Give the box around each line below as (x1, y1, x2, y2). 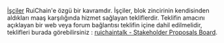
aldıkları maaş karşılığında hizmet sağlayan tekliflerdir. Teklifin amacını (7, 14, 205, 22)
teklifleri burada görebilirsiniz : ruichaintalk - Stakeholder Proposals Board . (7, 28, 218, 36)
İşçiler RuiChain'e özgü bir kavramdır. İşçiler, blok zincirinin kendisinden (7, 7, 210, 14)
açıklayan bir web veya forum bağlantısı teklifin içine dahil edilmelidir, (7, 21, 203, 29)
